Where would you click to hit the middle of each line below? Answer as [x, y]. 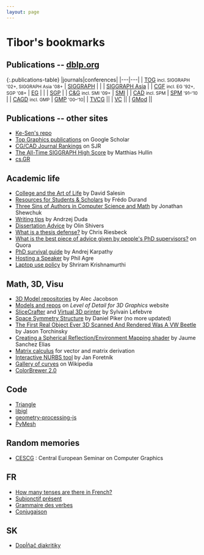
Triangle [26, 404]
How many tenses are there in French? [64, 492]
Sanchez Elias [33, 344]
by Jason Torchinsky [42, 331]
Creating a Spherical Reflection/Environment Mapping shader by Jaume [105, 338]
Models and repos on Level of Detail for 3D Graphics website [92, 305]
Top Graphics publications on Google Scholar [72, 140]
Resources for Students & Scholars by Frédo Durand [81, 200]
